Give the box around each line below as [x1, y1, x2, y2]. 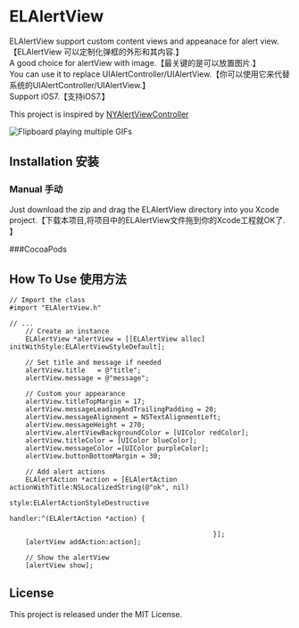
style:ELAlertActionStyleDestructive [9, 499, 150, 508]
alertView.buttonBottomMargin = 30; [25, 452, 162, 461]
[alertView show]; [25, 561, 94, 570]
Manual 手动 [9, 183, 63, 195]
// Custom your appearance [25, 390, 126, 399]
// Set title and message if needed [25, 359, 162, 368]
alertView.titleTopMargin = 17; [25, 397, 145, 407]
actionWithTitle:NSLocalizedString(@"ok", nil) [9, 483, 190, 492]
